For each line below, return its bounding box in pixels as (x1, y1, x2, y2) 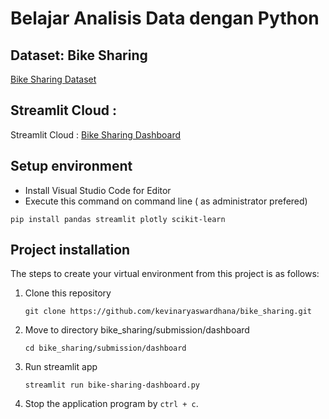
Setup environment (10, 158, 133, 175)
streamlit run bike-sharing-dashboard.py (24, 380, 200, 391)
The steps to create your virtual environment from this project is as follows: (10, 268, 320, 280)
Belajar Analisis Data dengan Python (10, 7, 320, 30)
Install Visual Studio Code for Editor (24, 184, 172, 196)
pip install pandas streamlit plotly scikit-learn (10, 214, 226, 224)
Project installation (10, 242, 131, 259)
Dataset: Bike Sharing (10, 47, 148, 64)
